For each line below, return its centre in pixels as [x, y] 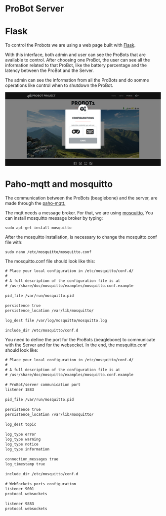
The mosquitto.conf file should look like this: [50, 261]
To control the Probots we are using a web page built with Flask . [70, 45]
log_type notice [22, 444]
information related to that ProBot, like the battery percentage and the [76, 65]
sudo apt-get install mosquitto [38, 228]
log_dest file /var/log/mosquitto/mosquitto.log [56, 321]
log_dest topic [21, 424]
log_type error [21, 434]
